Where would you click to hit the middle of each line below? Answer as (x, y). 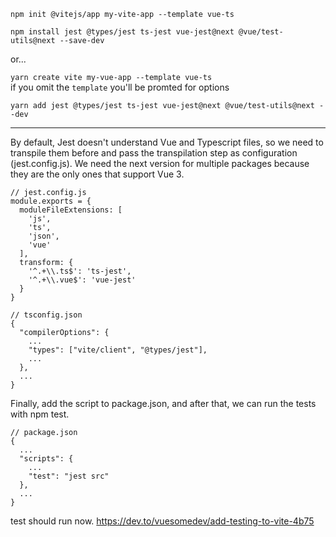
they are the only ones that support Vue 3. (97, 174)
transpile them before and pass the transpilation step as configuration (154, 153)
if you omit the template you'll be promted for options (120, 87)
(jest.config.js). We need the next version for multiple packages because (160, 163)
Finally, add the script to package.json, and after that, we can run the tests (163, 403)
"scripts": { (46, 459)
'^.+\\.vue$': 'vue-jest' (82, 280)
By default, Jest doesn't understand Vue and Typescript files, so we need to (167, 142)
